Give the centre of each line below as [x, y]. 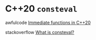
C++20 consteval [41, 9]
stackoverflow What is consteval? [40, 32]
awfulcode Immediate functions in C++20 [48, 22]
